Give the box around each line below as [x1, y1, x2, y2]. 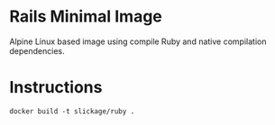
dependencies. [9, 45, 65, 56]
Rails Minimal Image [9, 6, 162, 27]
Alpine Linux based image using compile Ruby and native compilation [9, 36, 267, 47]
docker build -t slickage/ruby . [9, 106, 135, 116]
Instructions [9, 77, 103, 98]
